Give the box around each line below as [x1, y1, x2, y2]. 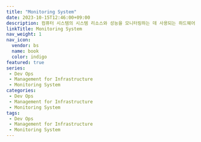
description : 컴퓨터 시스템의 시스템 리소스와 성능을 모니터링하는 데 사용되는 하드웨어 [6, 20, 196, 26]
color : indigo [11, 54, 47, 60]
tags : [6, 110, 20, 116]
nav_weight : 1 [6, 31, 42, 37]
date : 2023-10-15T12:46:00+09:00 [6, 15, 91, 21]
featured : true [6, 59, 45, 65]
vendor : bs [11, 43, 39, 49]
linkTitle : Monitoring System [6, 25, 83, 32]
